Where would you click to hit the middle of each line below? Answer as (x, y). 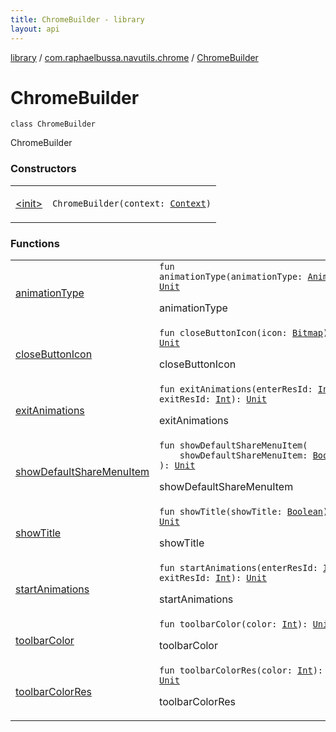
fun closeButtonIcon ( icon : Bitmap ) (244, 333)
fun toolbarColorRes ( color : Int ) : (241, 670)
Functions (35, 243)
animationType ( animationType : (231, 277)
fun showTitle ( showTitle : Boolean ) (244, 512)
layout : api (35, 29)
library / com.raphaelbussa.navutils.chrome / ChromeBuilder (134, 57)
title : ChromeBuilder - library (77, 19)
